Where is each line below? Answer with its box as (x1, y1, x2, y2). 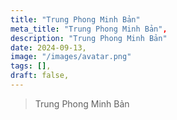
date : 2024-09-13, (10, 42, 87, 53)
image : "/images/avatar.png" (10, 52, 132, 62)
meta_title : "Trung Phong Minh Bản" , (10, 24, 168, 34)
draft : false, (10, 71, 70, 81)
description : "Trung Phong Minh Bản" (10, 33, 168, 43)
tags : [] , (10, 61, 52, 71)
